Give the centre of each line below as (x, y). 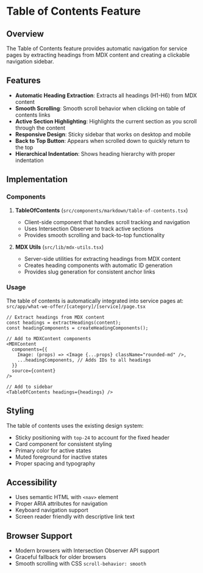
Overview (25, 34)
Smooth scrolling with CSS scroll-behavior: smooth (80, 564)
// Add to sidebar (30, 387)
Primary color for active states (53, 450)
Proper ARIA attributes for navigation (61, 504)
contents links (33, 115)
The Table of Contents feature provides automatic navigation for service (97, 48)
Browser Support (40, 536)
